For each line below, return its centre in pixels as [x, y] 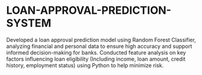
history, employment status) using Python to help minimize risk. [85, 65]
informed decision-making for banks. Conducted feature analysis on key [96, 52]
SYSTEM [29, 23]
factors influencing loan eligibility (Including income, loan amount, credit [96, 59]
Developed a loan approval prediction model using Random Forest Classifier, [101, 40]
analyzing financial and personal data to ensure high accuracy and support [99, 46]
